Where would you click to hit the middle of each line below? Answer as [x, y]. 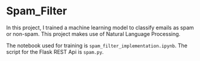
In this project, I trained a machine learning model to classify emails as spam [100, 28]
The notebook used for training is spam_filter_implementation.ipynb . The [97, 45]
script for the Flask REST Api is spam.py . [55, 51]
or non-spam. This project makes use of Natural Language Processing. [93, 33]
